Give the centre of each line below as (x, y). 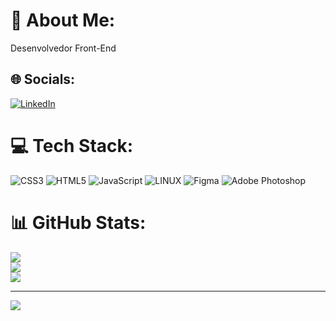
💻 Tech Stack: (72, 145)
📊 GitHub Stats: (78, 222)
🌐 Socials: (43, 79)
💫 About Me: (63, 20)
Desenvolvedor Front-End (63, 48)
